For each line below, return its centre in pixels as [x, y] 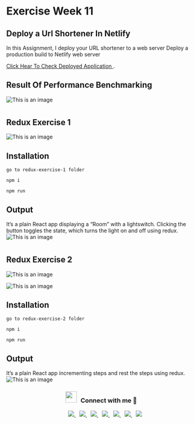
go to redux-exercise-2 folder [45, 319]
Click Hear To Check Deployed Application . [61, 66]
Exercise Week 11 [50, 11]
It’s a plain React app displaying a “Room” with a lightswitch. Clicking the [96, 224]
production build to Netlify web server [53, 54]
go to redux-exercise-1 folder [45, 170]
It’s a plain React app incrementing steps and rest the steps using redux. [96, 373]
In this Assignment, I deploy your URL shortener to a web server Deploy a [97, 48]
